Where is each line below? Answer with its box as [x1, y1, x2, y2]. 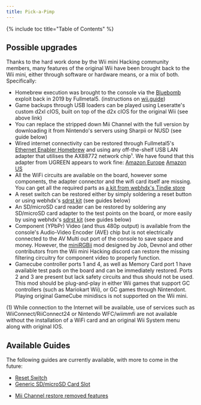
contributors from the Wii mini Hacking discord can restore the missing [14, 248, 190, 255]
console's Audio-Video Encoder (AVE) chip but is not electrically [14, 229, 173, 236]
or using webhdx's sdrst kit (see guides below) [14, 197, 130, 204]
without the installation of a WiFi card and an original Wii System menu [6, 316, 181, 324]
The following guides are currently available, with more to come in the [6, 357, 178, 364]
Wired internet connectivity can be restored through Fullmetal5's [14, 140, 175, 147]
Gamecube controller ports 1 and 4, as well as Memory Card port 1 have [14, 261, 191, 268]
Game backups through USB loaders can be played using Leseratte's [14, 102, 185, 109]
